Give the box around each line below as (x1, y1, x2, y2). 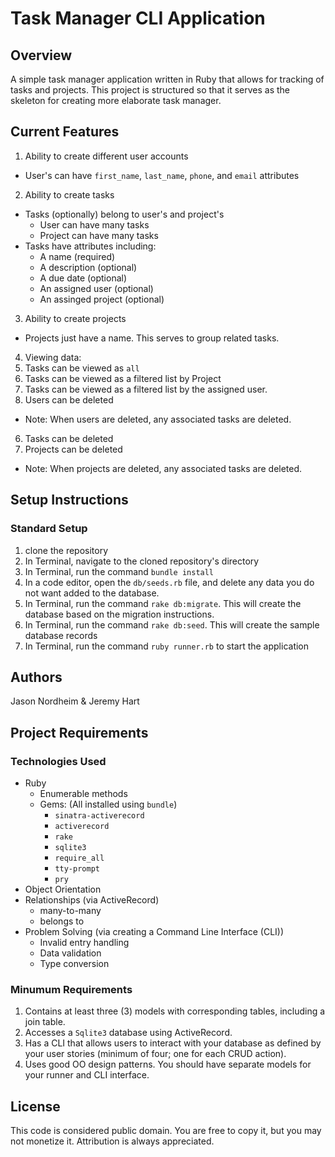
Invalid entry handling (39, 937, 130, 948)
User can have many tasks (39, 218, 150, 231)
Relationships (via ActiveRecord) (24, 894, 160, 906)
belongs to (39, 915, 85, 927)
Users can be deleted (24, 393, 114, 406)
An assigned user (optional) (39, 282, 154, 294)
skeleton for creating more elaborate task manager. (10, 95, 222, 106)
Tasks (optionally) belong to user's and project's (24, 208, 225, 220)
